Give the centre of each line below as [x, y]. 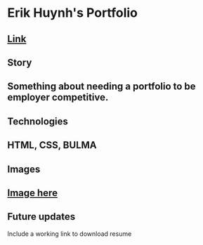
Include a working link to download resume [70, 234]
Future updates [41, 217]
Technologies [38, 121]
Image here [33, 193]
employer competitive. [58, 97]
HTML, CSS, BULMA [52, 145]
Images [24, 169]
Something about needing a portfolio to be [101, 87]
